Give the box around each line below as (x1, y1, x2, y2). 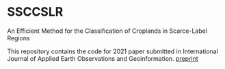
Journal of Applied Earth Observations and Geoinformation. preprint (7, 54, 198, 62)
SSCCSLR (7, 4, 64, 20)
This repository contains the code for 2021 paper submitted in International (7, 47, 219, 55)
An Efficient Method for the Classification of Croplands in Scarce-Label (7, 27, 207, 35)
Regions (7, 33, 30, 42)
